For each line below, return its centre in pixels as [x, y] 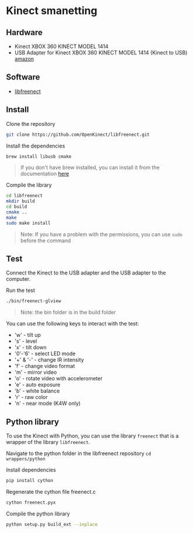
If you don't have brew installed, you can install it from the [90, 167]
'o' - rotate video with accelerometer [59, 379]
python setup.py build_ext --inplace [52, 524]
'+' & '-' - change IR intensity [49, 360]
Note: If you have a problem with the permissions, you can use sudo [101, 234]
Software [23, 77]
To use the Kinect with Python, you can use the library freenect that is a [92, 436]
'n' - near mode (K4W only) [48, 403]
